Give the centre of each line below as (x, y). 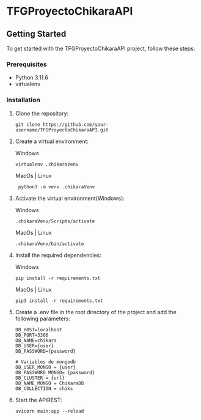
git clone (28, 124)
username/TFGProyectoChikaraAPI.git (62, 130)
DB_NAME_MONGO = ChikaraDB (49, 383)
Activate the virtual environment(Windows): (70, 198)
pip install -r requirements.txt (58, 278)
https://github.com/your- (75, 124)
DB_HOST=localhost (38, 330)
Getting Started (36, 34)
